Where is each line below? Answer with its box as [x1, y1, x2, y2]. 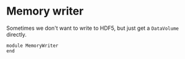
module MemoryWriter [6, 43, 59, 49]
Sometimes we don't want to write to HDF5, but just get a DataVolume [6, 24, 179, 32]
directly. [6, 30, 27, 38]
